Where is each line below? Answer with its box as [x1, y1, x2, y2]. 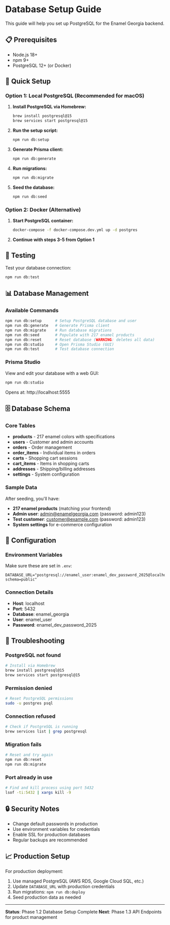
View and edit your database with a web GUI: [5, 370, 100, 376]
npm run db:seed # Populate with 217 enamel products [5, 332, 135, 337]
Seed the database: [12, 184, 55, 190]
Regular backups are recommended [12, 837, 88, 843]
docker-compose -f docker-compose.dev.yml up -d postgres [12, 227, 138, 233]
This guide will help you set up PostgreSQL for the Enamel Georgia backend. [5, 20, 164, 26]
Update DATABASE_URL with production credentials [12, 883, 115, 890]
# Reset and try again [5, 752, 53, 758]
